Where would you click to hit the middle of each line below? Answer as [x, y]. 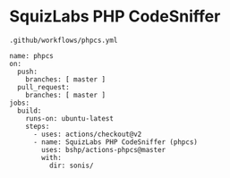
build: [30, 110]
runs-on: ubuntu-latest [70, 118]
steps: [38, 126]
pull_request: [43, 87]
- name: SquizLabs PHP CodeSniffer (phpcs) [115, 142]
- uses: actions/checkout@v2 [87, 134]
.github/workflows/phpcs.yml [64, 40]
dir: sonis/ [71, 165]
